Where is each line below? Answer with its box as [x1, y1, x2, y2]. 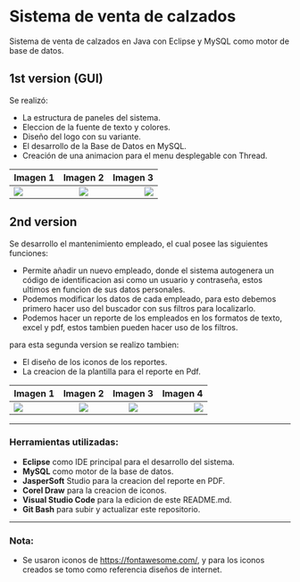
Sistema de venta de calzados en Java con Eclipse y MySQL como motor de [9, 36, 290, 46]
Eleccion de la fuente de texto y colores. [21, 121, 171, 132]
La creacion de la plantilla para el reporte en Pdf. [21, 366, 201, 377]
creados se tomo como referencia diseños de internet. [21, 564, 222, 575]
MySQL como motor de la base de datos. [21, 466, 174, 477]
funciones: [9, 247, 49, 258]
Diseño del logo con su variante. [21, 131, 141, 142]
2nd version [9, 214, 78, 229]
